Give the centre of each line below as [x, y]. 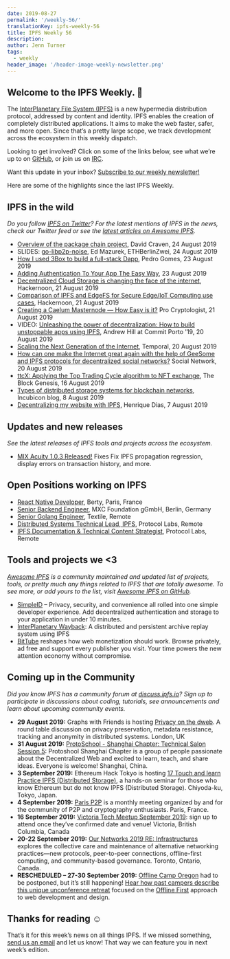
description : [26, 39]
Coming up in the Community [71, 677]
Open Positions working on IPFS [77, 485]
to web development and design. [64, 897]
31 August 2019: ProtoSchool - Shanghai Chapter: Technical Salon [111, 744]
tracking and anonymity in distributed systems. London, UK [101, 736]
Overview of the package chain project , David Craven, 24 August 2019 [117, 244]
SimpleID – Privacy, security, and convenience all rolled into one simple [117, 604]
